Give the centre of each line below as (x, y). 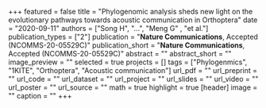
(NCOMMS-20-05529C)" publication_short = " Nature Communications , (127, 45)
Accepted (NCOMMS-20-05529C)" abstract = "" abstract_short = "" (120, 54)
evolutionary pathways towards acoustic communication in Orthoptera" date (133, 20)
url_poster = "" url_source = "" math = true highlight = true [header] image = (133, 87)
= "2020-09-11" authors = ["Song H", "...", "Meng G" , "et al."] (108, 28)
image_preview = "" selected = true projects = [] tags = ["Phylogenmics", (128, 62)
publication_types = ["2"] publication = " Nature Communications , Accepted (133, 37)
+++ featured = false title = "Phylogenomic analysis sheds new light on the (131, 12)
